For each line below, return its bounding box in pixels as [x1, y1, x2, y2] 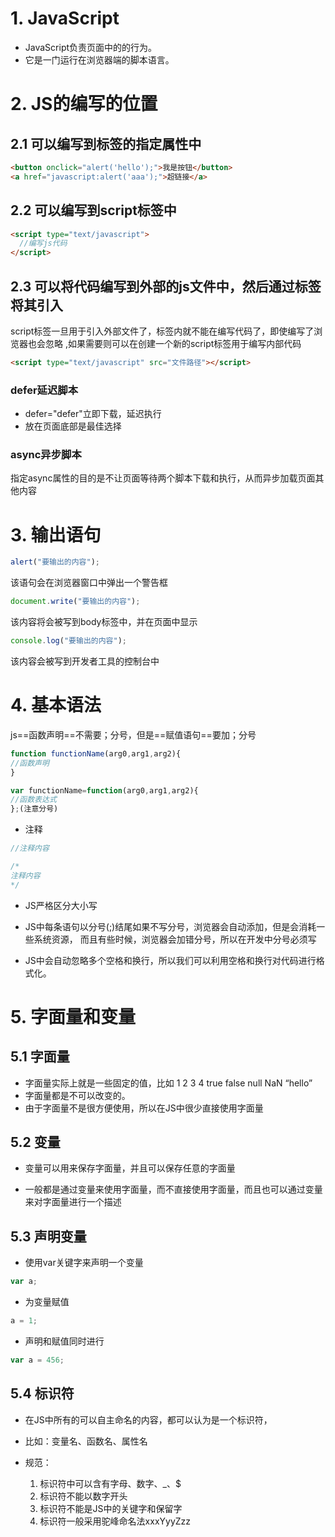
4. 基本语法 [10, 694, 102, 717]
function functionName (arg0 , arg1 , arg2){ [10, 748, 182, 759]
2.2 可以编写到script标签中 [10, 202, 177, 219]
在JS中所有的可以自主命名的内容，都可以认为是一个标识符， [24, 1413, 273, 1426]
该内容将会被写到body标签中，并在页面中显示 [10, 616, 198, 628]
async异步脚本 [10, 448, 82, 462]
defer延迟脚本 [10, 383, 79, 397]
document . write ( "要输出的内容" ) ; [10, 597, 141, 607]
